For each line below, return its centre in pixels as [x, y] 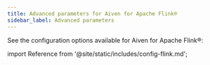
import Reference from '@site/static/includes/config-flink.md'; [97, 54]
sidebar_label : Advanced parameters [61, 20]
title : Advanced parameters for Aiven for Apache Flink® [92, 14]
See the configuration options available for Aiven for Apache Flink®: [105, 40]
